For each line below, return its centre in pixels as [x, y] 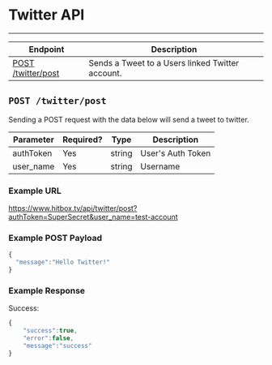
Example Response [47, 290]
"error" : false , [49, 338]
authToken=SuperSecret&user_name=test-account [93, 217]
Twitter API [47, 15]
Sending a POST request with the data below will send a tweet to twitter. [129, 119]
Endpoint [47, 49]
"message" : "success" [57, 346]
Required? [82, 140]
